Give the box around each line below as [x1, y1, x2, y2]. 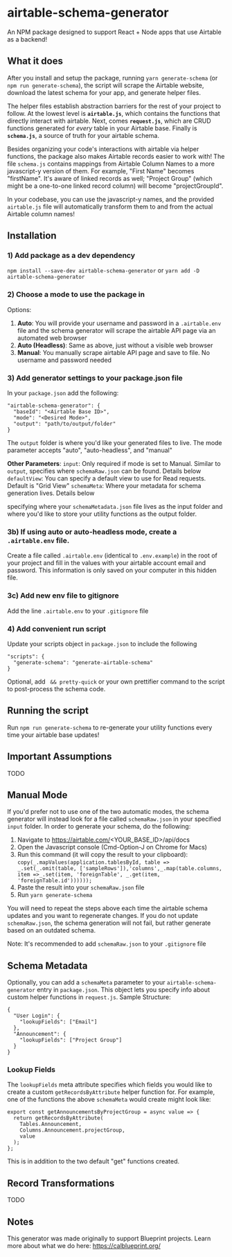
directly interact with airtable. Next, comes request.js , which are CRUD [7, 116, 211, 125]
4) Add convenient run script [7, 624, 106, 634]
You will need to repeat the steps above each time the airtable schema [7, 904, 208, 912]
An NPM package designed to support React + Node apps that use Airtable [7, 28, 222, 36]
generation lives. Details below [7, 489, 95, 497]
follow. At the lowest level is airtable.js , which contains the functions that [7, 109, 220, 117]
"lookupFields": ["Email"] [19, 1018, 98, 1025]
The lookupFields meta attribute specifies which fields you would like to [7, 1080, 213, 1089]
